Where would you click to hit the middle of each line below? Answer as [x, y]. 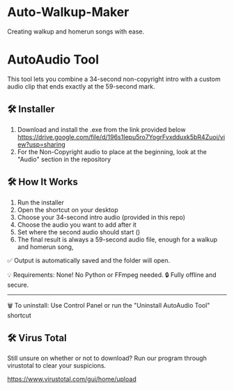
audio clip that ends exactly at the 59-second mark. [81, 86]
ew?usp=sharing [41, 144]
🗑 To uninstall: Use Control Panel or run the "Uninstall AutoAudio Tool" [109, 305]
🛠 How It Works [43, 182]
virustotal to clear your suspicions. [57, 366]
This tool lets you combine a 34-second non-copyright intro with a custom [114, 79]
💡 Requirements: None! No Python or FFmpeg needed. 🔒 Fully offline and [112, 275]
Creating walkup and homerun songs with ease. [76, 31]
